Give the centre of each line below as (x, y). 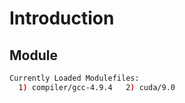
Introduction (62, 18)
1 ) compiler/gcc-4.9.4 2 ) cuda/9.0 (97, 87)
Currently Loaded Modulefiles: (74, 78)
